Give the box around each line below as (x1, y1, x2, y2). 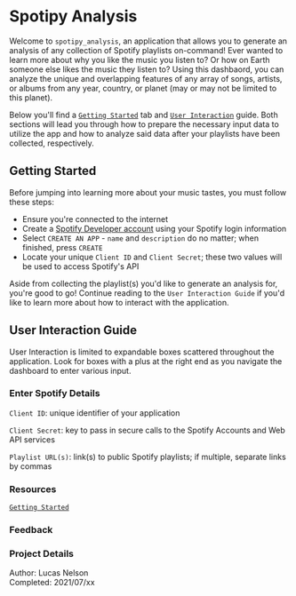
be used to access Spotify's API (21, 260, 140, 272)
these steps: (9, 196, 55, 207)
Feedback (9, 524, 53, 536)
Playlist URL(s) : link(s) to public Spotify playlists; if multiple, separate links (9, 451, 286, 462)
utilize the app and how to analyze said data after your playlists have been (9, 128, 280, 139)
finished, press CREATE (21, 242, 103, 252)
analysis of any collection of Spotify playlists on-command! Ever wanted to (9, 44, 284, 55)
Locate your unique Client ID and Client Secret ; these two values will (21, 251, 283, 262)
